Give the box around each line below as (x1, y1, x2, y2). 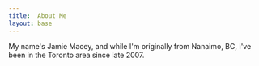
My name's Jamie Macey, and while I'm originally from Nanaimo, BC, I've (8, 41, 252, 51)
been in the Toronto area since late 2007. (8, 50, 145, 60)
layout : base (8, 19, 53, 27)
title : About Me (8, 11, 67, 20)
